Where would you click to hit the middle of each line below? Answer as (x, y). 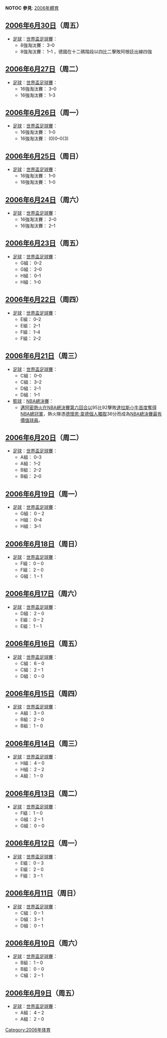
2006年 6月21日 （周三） (43, 356)
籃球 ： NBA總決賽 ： (33, 401)
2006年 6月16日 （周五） (43, 644)
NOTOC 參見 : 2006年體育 (32, 8)
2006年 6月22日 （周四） (44, 300)
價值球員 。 (32, 420)
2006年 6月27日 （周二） (44, 69)
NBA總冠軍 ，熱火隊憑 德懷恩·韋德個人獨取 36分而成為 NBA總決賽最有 (91, 414)
